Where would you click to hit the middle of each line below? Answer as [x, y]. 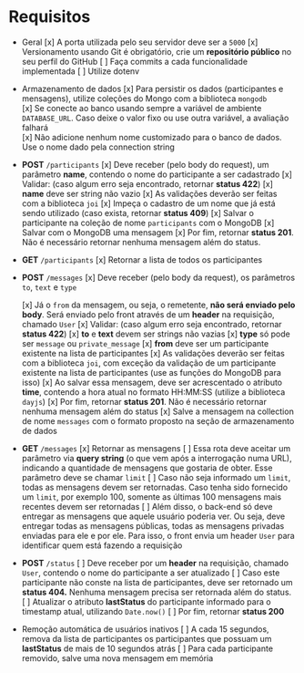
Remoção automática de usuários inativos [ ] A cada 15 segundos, [145, 629]
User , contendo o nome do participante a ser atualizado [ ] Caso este [151, 573]
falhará [35, 127]
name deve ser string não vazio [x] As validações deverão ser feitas [149, 193]
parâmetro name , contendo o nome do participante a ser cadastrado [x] [157, 174]
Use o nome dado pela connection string [98, 147]
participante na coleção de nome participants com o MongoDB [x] [148, 223]
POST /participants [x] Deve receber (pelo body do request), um [145, 164]
